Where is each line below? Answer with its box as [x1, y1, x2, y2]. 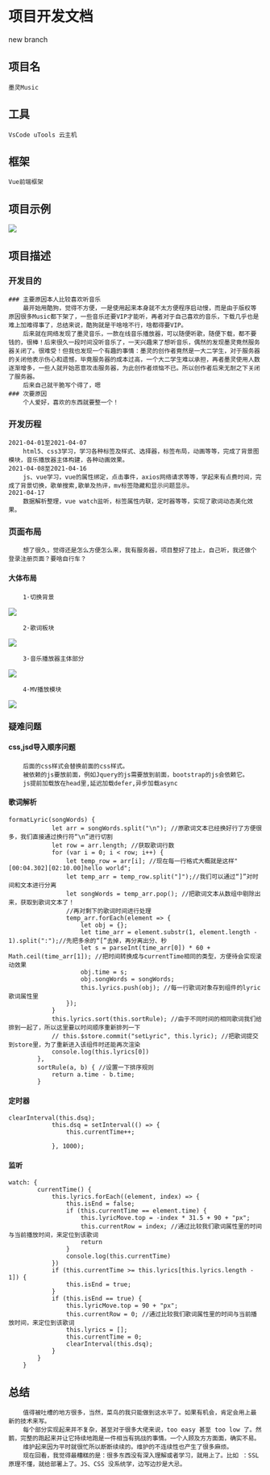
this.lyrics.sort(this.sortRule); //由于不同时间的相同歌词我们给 [51, 1015, 262, 1023]
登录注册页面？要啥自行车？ [8, 555, 87, 564]
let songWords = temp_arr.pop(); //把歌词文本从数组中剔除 [65, 890, 255, 898]
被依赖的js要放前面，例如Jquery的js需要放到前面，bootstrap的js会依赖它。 [23, 770, 249, 779]
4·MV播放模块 [23, 685, 62, 694]
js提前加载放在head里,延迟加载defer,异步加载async [23, 779, 178, 787]
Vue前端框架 [8, 178, 44, 186]
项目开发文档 [8, 7, 94, 26]
